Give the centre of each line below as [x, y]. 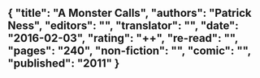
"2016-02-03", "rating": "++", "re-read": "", [123, 38]
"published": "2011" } [64, 64]
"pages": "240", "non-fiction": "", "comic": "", [129, 51]
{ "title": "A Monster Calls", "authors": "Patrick [130, 13]
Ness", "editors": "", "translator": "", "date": [123, 26]
